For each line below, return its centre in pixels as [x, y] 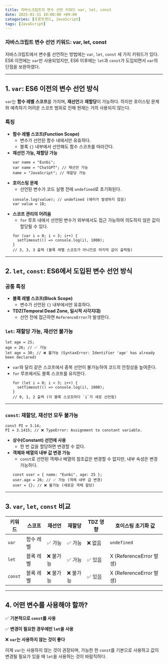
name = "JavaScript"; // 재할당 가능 [49, 173]
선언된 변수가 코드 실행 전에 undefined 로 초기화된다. [70, 189]
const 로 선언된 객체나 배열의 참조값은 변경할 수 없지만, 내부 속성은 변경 [89, 459]
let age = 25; [20, 342]
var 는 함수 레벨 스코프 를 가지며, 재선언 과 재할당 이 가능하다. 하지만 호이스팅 [78, 102]
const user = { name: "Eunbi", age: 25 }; [57, 474]
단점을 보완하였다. [23, 67]
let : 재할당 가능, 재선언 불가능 [39, 331]
